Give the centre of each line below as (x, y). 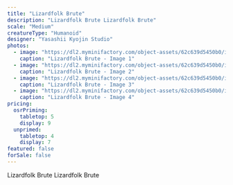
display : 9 (35, 123)
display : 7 (35, 143)
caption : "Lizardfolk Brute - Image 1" (77, 59)
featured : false (31, 149)
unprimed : (27, 130)
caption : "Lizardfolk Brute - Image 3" (77, 85)
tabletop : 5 (37, 116)
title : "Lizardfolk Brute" (46, 14)
